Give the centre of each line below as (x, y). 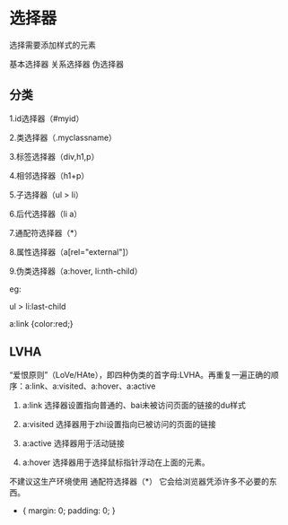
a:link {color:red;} (41, 323)
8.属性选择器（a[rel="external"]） (71, 251)
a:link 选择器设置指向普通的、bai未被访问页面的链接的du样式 (134, 405)
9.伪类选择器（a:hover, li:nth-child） (76, 271)
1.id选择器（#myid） (47, 118)
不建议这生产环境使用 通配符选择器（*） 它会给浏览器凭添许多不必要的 (139, 481)
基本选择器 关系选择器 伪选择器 (66, 64)
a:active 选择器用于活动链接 (74, 443)
